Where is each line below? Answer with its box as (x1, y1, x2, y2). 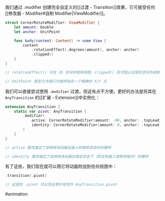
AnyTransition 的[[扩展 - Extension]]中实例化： (5, 94, 100, 100)
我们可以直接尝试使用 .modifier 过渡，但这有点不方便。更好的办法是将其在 (5, 88, 157, 94)
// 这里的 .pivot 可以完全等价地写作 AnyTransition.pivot (5, 182, 117, 187)
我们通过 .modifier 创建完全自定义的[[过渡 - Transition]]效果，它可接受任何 (5, 4, 156, 10)
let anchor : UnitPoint (14, 29, 60, 34)
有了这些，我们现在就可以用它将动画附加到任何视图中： (5, 164, 117, 170)
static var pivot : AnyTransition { (14, 109, 87, 114)
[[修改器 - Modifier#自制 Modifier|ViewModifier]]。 (5, 10, 108, 16)
